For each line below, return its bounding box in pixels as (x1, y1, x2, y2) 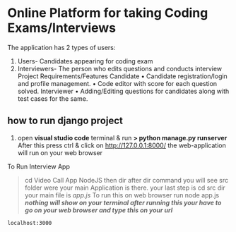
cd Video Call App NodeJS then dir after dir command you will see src (24, 176, 228, 184)
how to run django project (7, 115, 124, 127)
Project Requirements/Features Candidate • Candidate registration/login (17, 72, 228, 80)
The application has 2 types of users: (7, 43, 116, 51)
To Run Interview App (7, 162, 71, 171)
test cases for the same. (17, 94, 88, 103)
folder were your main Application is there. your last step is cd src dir (24, 183, 226, 192)
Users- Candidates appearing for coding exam (17, 56, 153, 65)
